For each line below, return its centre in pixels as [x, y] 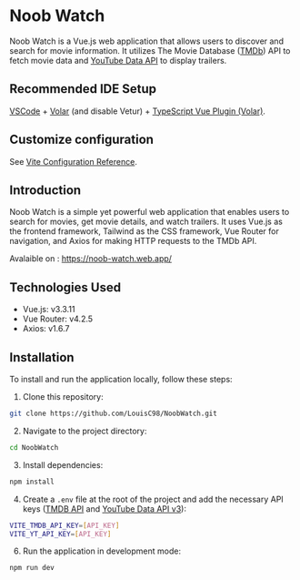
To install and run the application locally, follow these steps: [121, 379]
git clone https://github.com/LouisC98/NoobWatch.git [114, 413]
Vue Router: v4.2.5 [58, 319]
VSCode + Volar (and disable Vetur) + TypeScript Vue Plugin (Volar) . [138, 111]
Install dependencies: [63, 464]
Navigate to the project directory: [85, 431]
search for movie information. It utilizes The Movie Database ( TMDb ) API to [150, 50]
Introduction [45, 190]
